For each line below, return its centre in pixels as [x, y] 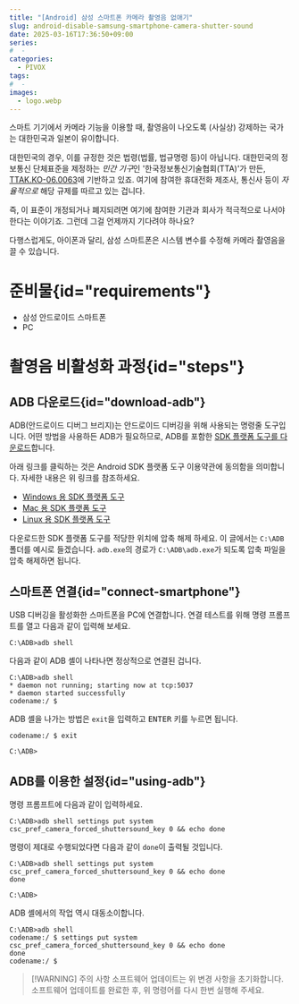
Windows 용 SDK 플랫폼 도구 [73, 497]
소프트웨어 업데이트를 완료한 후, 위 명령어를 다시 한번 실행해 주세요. [148, 990]
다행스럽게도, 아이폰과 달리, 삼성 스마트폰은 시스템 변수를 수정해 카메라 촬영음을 [147, 240]
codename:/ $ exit [43, 736]
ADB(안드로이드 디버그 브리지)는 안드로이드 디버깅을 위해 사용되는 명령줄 [136, 425]
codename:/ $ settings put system [74, 937]
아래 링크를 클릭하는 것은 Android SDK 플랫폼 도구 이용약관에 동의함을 [132, 467]
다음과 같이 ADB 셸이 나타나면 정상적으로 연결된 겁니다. [105, 661]
